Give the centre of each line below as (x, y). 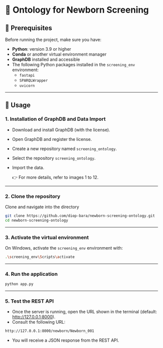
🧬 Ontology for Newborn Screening (77, 10)
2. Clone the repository (33, 196)
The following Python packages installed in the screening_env (73, 65)
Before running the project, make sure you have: (53, 39)
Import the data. (28, 167)
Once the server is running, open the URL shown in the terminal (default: (84, 312)
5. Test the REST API (30, 301)
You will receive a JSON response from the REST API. (65, 340)
